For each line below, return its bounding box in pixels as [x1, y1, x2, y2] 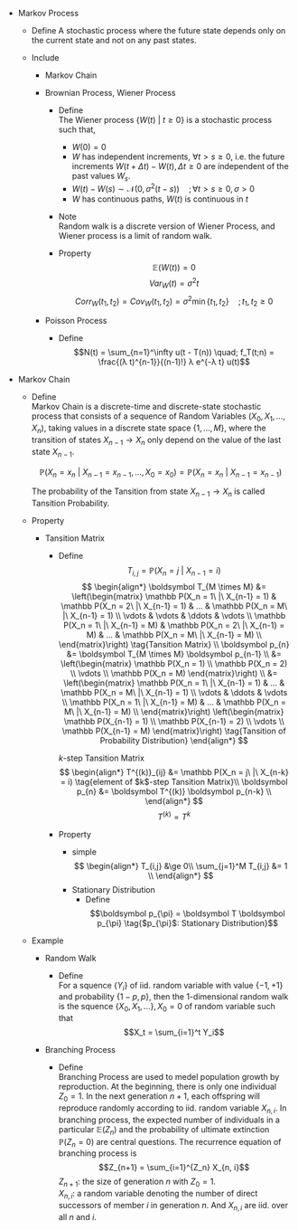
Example [31, 935, 64, 946]
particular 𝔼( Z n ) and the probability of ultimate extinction [58, 1123, 270, 1137]
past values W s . [71, 171, 131, 184]
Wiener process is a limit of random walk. [58, 231, 213, 241]
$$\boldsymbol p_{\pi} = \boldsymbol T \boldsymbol [89, 908, 286, 919]
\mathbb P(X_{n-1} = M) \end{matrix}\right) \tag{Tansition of [61, 725, 286, 736]
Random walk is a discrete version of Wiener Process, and [58, 221, 275, 232]
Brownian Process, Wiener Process [44, 88, 176, 98]
